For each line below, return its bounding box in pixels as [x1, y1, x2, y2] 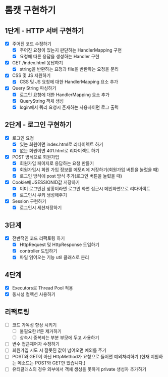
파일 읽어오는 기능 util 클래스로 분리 [19, 254, 89, 261]
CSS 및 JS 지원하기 [12, 72, 51, 78]
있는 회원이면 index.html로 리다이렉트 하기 [19, 141, 103, 147]
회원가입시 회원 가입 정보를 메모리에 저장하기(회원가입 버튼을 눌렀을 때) [19, 166, 159, 173]
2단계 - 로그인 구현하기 [5, 120, 72, 129]
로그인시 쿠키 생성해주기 [19, 192, 68, 198]
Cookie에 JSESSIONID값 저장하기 [12, 179, 80, 185]
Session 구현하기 [12, 198, 46, 204]
